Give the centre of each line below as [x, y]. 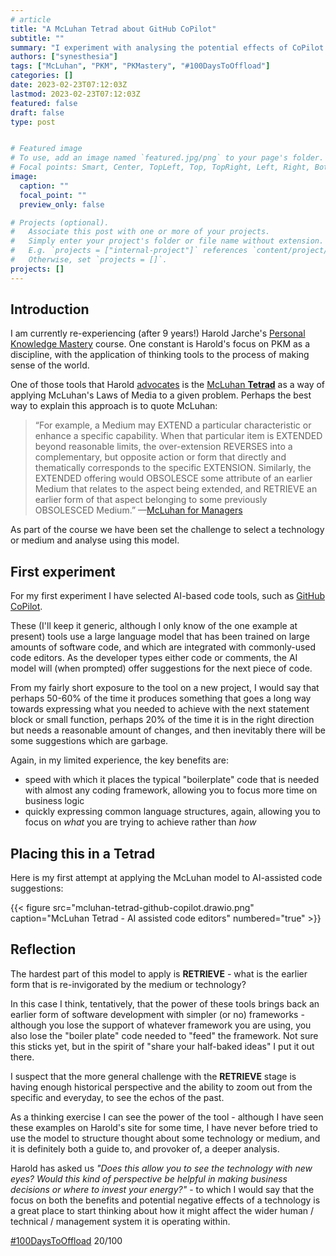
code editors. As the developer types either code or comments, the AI [154, 658]
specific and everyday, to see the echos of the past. [117, 1097]
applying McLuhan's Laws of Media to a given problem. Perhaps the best [161, 395]
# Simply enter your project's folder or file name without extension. [167, 241]
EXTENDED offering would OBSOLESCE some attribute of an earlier [173, 478]
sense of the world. [50, 365]
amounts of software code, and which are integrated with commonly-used [163, 647]
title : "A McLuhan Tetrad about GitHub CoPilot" [113, 29]
